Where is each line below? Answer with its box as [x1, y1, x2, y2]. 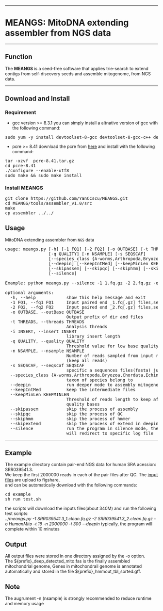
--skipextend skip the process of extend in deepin [10, 420, 159, 426]
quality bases [66, 401, 100, 407]
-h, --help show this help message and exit [10, 294, 146, 300]
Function [5, 53, 33, 61]
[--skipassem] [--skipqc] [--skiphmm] [48, 265, 141, 271]
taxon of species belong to [66, 377, 133, 383]
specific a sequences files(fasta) [66, 367, 151, 373]
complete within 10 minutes [5, 526, 60, 532]
